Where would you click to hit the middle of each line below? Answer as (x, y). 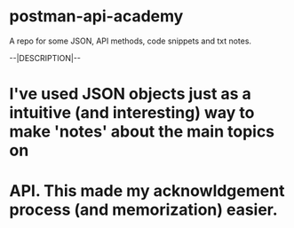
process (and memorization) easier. (143, 210)
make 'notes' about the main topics (142, 132)
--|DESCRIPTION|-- (45, 58)
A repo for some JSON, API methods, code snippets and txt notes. (130, 41)
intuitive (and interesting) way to (132, 113)
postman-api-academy (96, 16)
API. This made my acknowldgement (147, 191)
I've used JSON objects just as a (130, 94)
